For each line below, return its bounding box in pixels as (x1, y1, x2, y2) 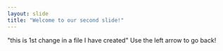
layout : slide (7, 10, 49, 17)
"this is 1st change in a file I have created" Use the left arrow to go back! (7, 36, 217, 44)
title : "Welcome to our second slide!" (7, 17, 125, 24)
